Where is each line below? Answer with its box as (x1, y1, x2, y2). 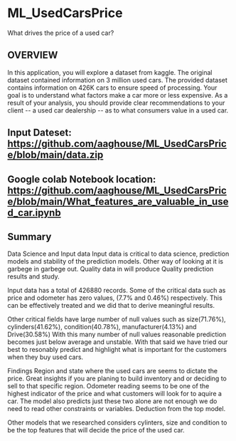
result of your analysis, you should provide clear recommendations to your (7, 98, 225, 107)
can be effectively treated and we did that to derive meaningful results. (7, 301, 215, 310)
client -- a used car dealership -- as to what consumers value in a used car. (7, 105, 229, 115)
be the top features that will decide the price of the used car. (7, 426, 185, 435)
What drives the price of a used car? (7, 28, 114, 37)
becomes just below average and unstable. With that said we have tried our (7, 338, 228, 346)
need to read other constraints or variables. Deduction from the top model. (7, 405, 226, 413)
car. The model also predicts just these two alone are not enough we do (7, 397, 218, 405)
